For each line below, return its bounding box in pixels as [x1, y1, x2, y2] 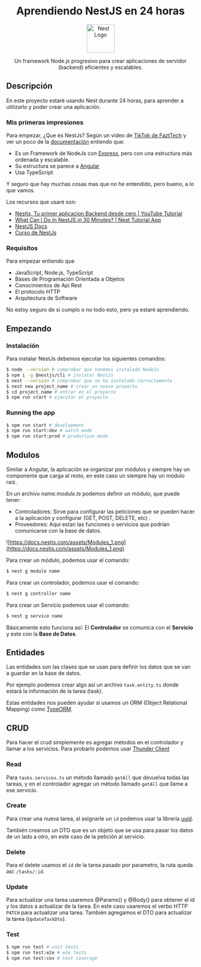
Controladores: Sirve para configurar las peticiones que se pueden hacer [14, 508, 195, 515]
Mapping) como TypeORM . [6, 706, 73, 713]
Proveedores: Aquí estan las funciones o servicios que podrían [14, 521, 170, 528]
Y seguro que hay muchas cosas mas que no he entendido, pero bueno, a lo [6, 181, 194, 188]
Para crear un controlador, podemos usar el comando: [6, 579, 139, 586]
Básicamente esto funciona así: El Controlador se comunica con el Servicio [6, 624, 193, 631]
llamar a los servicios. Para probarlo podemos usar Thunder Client [6, 745, 170, 752]
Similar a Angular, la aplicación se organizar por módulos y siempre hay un [6, 466, 190, 473]
